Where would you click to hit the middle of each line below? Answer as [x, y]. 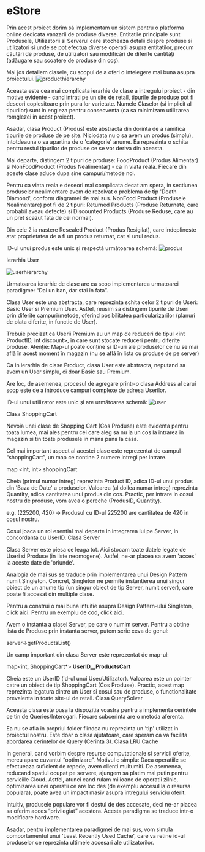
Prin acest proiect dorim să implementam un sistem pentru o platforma [95, 28]
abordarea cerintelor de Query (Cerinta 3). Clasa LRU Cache [82, 741]
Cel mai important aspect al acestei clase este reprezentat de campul [94, 451]
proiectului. [20, 79]
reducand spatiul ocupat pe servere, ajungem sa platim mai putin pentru [97, 773]
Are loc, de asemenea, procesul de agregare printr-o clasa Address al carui [101, 383]
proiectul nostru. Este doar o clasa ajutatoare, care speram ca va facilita [97, 735]
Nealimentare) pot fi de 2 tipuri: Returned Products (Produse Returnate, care [102, 205]
